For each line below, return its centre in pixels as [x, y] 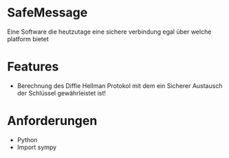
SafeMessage [47, 13]
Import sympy [37, 147]
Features [33, 67]
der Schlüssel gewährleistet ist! [62, 93]
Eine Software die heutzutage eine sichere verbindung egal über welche [109, 32]
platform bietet [28, 38]
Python [27, 139]
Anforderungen [52, 121]
